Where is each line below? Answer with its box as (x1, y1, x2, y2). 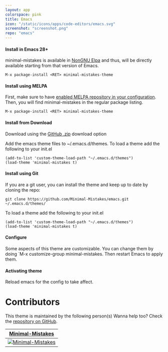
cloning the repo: (5, 187, 41, 193)
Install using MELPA (5, 83, 48, 89)
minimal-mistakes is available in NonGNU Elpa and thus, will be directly (5, 57, 152, 63)
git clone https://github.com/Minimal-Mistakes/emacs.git (5, 197, 129, 202)
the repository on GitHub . (5, 318, 58, 324)
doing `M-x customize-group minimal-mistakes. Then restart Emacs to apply (5, 251, 163, 257)
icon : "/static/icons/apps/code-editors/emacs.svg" (5, 21, 115, 27)
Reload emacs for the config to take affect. (5, 279, 94, 285)
